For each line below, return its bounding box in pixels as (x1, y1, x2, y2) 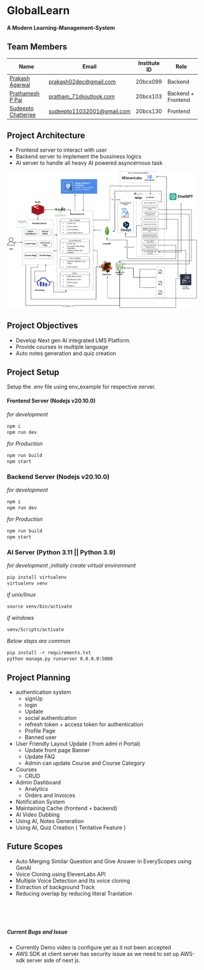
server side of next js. (26, 957, 81, 964)
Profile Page (24, 727, 56, 734)
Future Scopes (7, 841, 63, 852)
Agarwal (9, 81, 31, 89)
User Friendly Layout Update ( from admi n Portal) (15, 740, 141, 747)
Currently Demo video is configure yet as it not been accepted (15, 943, 171, 951)
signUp (24, 695, 43, 702)
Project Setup (7, 367, 60, 377)
